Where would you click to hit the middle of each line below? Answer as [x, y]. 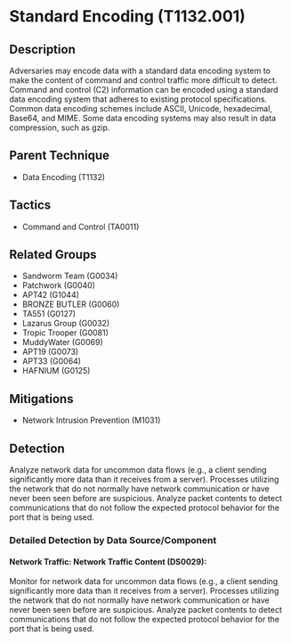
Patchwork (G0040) [59, 285]
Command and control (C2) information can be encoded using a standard [144, 90]
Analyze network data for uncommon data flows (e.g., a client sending [138, 470]
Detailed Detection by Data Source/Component [113, 540]
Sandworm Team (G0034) [70, 276]
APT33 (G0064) [52, 361]
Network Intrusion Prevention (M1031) [91, 420]
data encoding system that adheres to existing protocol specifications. [138, 99]
